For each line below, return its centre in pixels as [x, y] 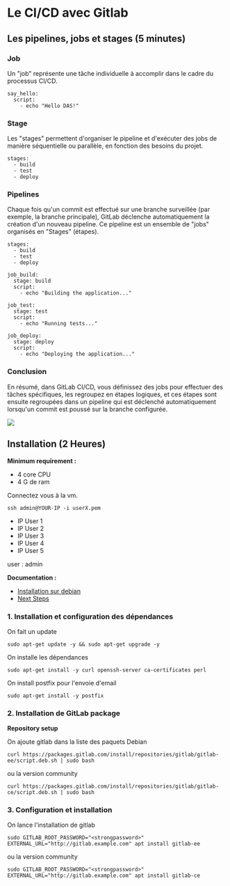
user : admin [25, 564]
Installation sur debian [49, 591]
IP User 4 [31, 543]
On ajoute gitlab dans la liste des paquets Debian [77, 742]
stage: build [32, 281]
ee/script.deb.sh [32, 761]
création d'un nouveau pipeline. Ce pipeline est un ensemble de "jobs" [108, 224]
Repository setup [33, 729]
